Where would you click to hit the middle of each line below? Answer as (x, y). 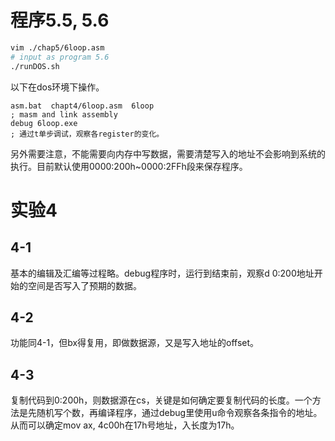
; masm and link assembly (64, 114)
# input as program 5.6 (60, 57)
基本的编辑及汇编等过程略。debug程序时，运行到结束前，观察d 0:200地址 (162, 273)
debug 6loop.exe (44, 123)
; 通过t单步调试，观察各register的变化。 (87, 134)
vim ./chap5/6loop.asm (57, 47)
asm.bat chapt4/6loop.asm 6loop (82, 106)
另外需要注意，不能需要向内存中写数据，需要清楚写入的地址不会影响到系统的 (168, 153)
